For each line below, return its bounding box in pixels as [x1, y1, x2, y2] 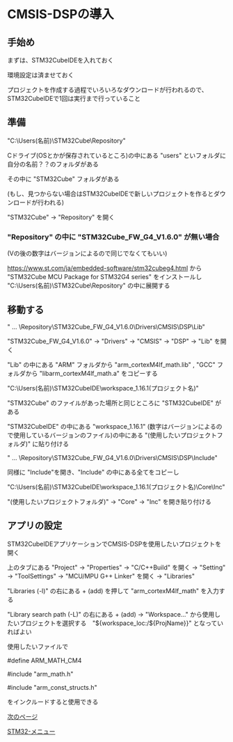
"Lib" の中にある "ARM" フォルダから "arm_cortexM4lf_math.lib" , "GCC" [7, 360, 216, 369]
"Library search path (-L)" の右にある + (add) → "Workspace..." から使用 [7, 610, 215, 618]
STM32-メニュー [7, 727, 56, 735]
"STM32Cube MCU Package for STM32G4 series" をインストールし [7, 273, 202, 281]
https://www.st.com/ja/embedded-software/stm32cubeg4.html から [7, 264, 202, 272]
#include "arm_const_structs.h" [7, 683, 97, 691]
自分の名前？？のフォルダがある [7, 159, 99, 168]
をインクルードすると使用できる [7, 697, 99, 706]
